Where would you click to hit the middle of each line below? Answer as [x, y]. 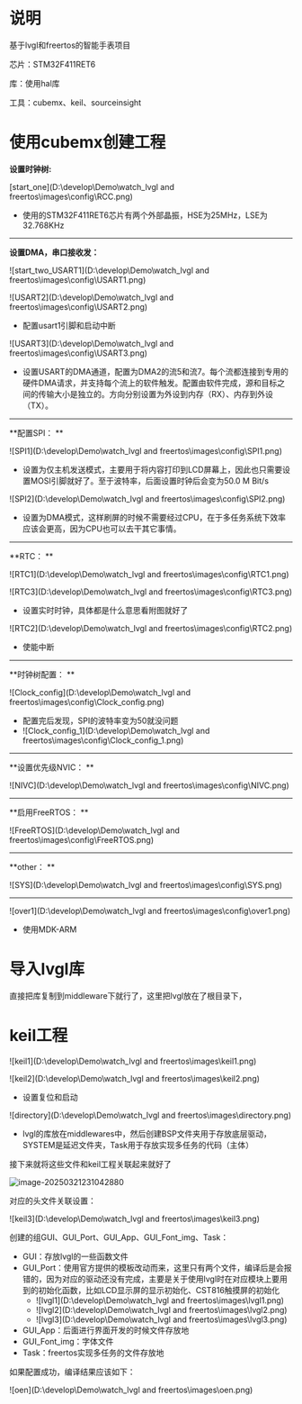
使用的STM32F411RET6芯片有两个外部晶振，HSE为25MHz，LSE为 [145, 215]
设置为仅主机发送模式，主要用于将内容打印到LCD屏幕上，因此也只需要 [152, 469]
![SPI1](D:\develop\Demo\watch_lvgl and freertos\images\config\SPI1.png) [146, 450]
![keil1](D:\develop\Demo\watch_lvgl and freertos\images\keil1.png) [133, 1061]
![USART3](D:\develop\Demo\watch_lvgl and [92, 343]
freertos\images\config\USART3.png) [79, 353]
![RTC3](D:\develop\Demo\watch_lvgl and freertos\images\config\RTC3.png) [151, 592]
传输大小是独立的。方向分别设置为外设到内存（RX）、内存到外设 [156, 394]
